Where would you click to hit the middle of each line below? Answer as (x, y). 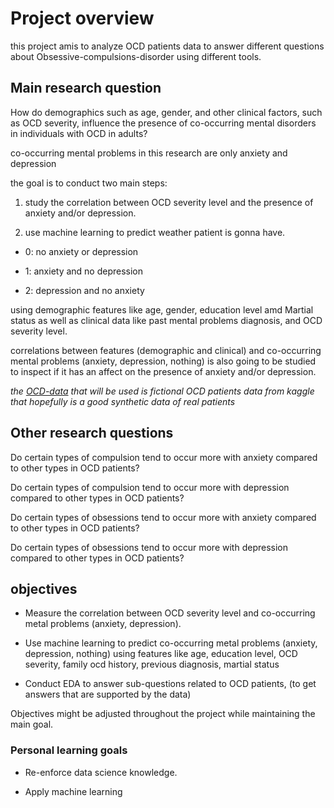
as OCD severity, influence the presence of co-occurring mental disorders (163, 123)
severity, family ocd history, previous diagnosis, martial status (152, 664)
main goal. (32, 724)
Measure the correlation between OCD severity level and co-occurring (170, 613)
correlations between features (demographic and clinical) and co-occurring (166, 350)
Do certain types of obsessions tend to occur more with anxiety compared (163, 517)
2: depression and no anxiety (84, 290)
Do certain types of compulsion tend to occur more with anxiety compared (164, 457)
